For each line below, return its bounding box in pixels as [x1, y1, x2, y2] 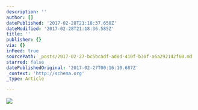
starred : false [6, 59, 45, 65]
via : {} [6, 43, 26, 49]
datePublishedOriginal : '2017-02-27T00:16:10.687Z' [6, 64, 138, 71]
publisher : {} [6, 37, 42, 43]
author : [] [6, 14, 34, 20]
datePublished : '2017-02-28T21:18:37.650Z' [6, 20, 117, 26]
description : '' [6, 8, 47, 15]
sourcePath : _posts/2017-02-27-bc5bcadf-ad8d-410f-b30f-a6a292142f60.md [6, 53, 193, 60]
